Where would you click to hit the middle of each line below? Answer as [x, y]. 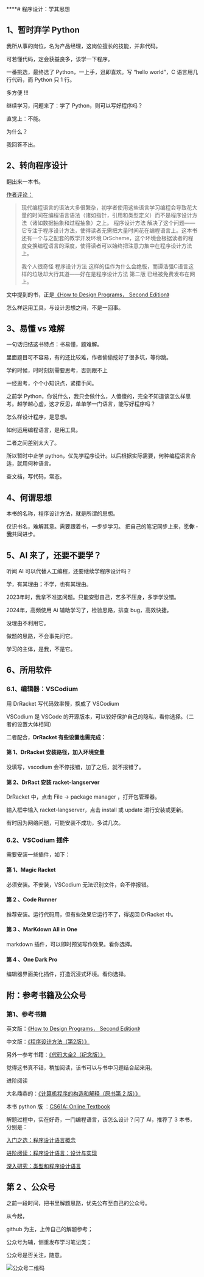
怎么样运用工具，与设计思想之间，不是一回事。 [65, 307]
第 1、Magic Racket [31, 870]
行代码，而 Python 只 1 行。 [40, 79]
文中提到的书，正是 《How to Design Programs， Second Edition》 [88, 295]
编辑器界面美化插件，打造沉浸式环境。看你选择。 [68, 974]
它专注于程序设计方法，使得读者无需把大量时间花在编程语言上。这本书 [109, 230]
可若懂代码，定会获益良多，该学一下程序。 [60, 59]
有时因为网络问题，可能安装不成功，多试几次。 [65, 823]
